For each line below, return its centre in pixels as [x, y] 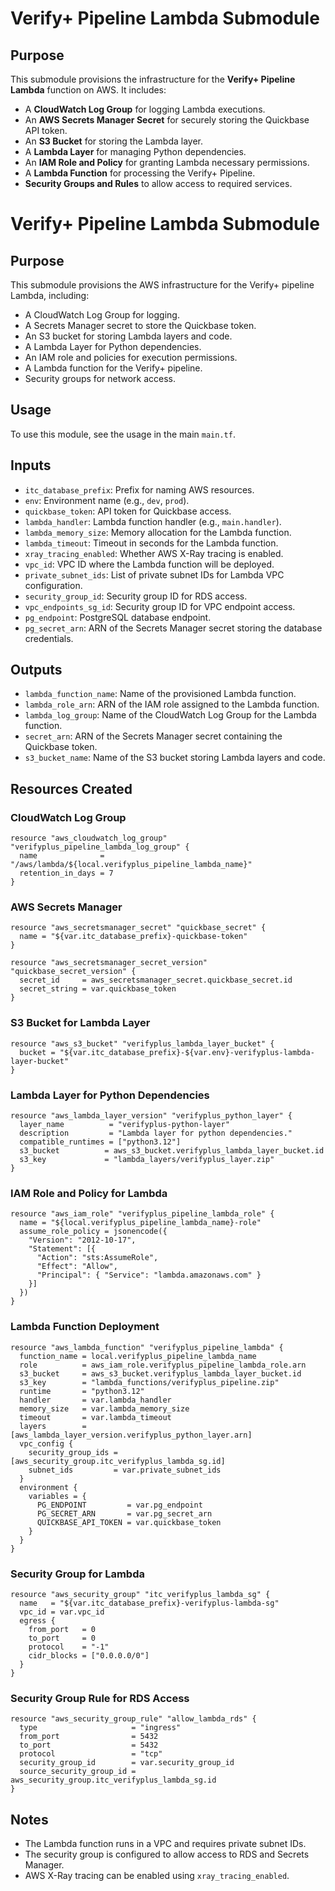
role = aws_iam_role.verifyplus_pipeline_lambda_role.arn [163, 1365]
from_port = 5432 [89, 1737]
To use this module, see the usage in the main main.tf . [123, 434]
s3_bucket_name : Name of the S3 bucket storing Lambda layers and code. [175, 758]
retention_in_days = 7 [66, 873]
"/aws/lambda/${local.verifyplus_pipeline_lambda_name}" [131, 865]
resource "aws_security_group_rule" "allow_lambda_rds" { [133, 1719]
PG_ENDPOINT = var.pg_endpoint [119, 1505]
